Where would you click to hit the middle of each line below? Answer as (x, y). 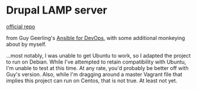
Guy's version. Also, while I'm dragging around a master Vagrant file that (94, 74)
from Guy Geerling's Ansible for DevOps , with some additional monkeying (96, 38)
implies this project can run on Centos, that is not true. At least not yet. (92, 81)
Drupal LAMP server (57, 10)
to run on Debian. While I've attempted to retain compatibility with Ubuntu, (96, 62)
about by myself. (27, 44)
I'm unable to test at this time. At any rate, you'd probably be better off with (97, 68)
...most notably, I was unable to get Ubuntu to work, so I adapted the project (98, 55)
